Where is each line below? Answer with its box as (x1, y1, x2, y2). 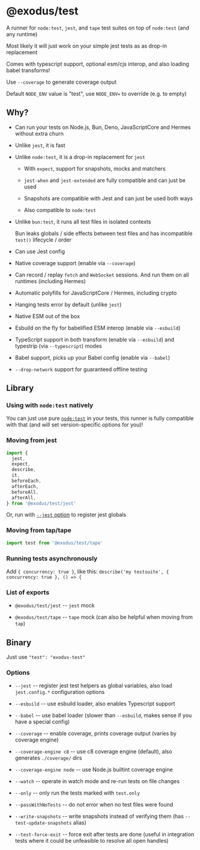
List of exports (6, 588, 50, 596)
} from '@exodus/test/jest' (6, 500, 77, 507)
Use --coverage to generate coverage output (6, 78, 117, 86)
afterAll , (11, 495, 36, 501)
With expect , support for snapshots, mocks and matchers (23, 164, 166, 172)
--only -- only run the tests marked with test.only (14, 789, 140, 796)
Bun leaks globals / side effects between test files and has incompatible (14, 230, 193, 237)
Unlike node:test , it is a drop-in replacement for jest (14, 153, 145, 160)
